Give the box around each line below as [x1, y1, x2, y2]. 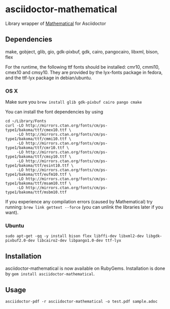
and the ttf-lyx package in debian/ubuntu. [5, 75, 92, 81]
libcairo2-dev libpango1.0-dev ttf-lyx [37, 238, 122, 243]
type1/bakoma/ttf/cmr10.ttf [5, 145, 65, 150]
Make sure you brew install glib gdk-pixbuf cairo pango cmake [5, 99, 142, 105]
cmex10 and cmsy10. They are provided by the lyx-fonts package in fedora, [5, 69, 163, 75]
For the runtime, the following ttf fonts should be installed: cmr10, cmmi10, [5, 64, 160, 70]
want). [5, 209, 19, 215]
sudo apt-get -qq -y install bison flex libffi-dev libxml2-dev [5, 234, 144, 239]
